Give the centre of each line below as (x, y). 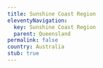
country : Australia (36, 47)
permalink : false (33, 40)
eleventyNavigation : (38, 21)
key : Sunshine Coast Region (55, 27)
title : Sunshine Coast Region (52, 14)
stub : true (23, 54)
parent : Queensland (42, 34)
